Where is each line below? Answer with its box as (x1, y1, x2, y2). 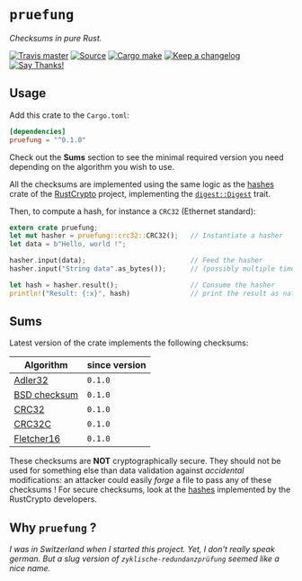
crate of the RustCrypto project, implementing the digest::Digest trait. (9, 188, 271, 199)
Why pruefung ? (9, 520, 97, 535)
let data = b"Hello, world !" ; (9, 240, 127, 249)
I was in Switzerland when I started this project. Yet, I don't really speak (9, 544, 276, 555)
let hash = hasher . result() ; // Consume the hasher (9, 281, 276, 290)
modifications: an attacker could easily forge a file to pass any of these (9, 475, 272, 486)
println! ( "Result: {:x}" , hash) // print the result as (9, 289, 280, 298)
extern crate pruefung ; (9, 223, 99, 232)
